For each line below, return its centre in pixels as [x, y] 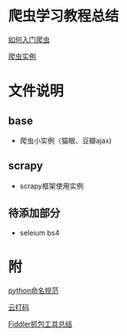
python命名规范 [34, 290]
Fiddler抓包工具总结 [40, 323]
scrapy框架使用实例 [52, 185]
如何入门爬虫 [29, 39]
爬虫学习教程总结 [64, 16]
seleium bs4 [39, 233]
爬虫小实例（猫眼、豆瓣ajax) [65, 140]
